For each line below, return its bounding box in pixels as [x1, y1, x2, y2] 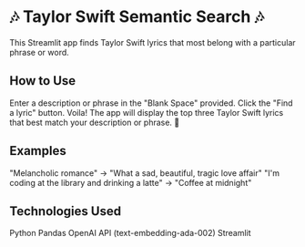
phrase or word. [9, 46, 70, 57]
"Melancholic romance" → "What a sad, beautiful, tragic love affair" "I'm [9, 167, 280, 179]
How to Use [9, 73, 76, 88]
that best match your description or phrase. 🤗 [9, 117, 180, 128]
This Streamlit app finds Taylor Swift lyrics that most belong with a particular [9, 36, 296, 47]
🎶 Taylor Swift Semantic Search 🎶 [9, 6, 265, 27]
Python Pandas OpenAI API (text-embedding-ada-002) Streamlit [9, 228, 252, 239]
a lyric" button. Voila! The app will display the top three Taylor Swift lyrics [9, 107, 284, 118]
